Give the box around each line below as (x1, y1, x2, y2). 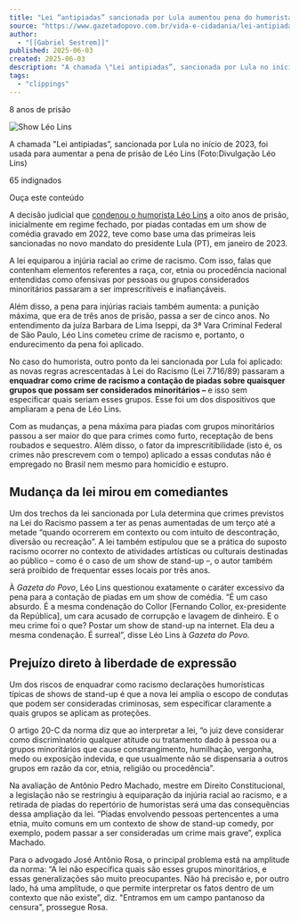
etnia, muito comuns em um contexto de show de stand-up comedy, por (9, 818, 274, 829)
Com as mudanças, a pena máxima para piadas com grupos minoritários (9, 420, 275, 431)
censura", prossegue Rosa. (9, 902, 109, 913)
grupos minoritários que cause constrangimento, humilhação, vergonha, (9, 744, 274, 755)
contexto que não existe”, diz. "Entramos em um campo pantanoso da (9, 892, 265, 903)
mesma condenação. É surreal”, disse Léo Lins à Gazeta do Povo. (9, 630, 251, 641)
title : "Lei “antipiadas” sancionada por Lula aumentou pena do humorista (9, 12, 293, 22)
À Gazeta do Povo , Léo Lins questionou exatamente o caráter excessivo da (9, 582, 285, 593)
